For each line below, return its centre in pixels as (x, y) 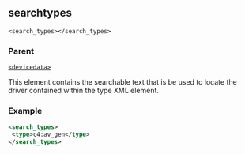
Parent (21, 51)
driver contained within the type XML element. (84, 91)
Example (25, 111)
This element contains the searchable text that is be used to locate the (122, 82)
